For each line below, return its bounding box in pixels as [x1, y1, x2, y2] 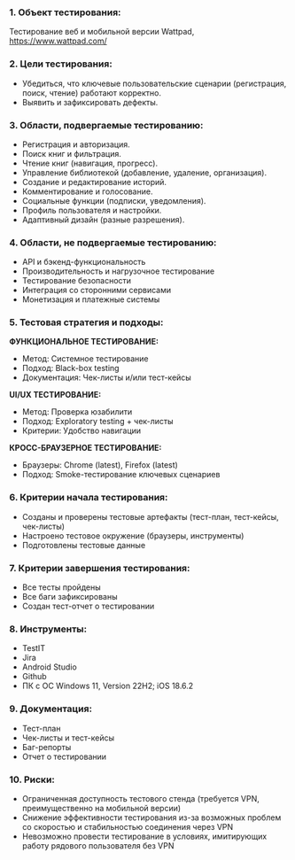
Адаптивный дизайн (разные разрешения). [21, 214, 185, 225]
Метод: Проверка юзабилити [21, 407, 133, 417]
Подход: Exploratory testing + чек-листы [21, 416, 175, 427]
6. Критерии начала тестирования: [9, 492, 168, 504]
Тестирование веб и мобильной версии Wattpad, [9, 27, 195, 37]
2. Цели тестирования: [9, 58, 113, 70]
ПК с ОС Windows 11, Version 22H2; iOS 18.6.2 [21, 680, 194, 692]
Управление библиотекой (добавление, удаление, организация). [21, 167, 268, 178]
